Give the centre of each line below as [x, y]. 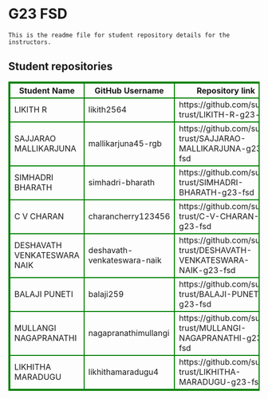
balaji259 [106, 294]
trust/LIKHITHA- [210, 372]
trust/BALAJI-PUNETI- [223, 294]
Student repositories [61, 67]
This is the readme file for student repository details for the [119, 35]
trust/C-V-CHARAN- [219, 216]
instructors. [30, 42]
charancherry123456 [129, 216]
